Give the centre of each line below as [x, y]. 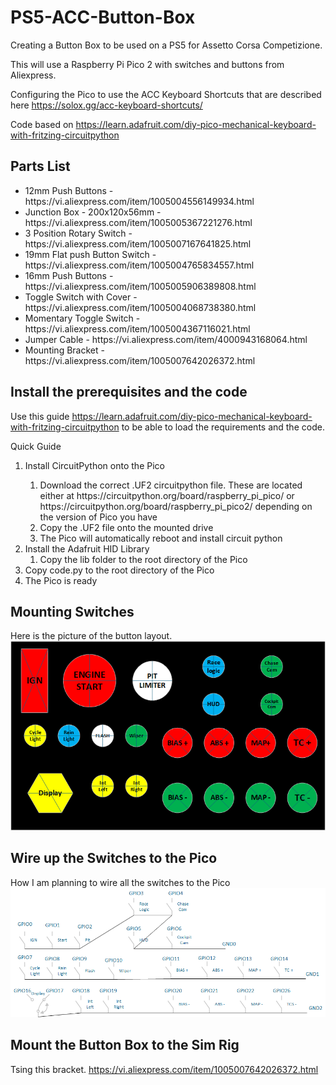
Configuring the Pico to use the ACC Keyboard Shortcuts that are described [166, 94]
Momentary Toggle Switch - [82, 318]
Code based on [42, 124]
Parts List [40, 166]
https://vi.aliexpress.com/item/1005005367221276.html [138, 222]
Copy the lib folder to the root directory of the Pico [143, 559]
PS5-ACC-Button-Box [103, 17]
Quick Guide [36, 446]
